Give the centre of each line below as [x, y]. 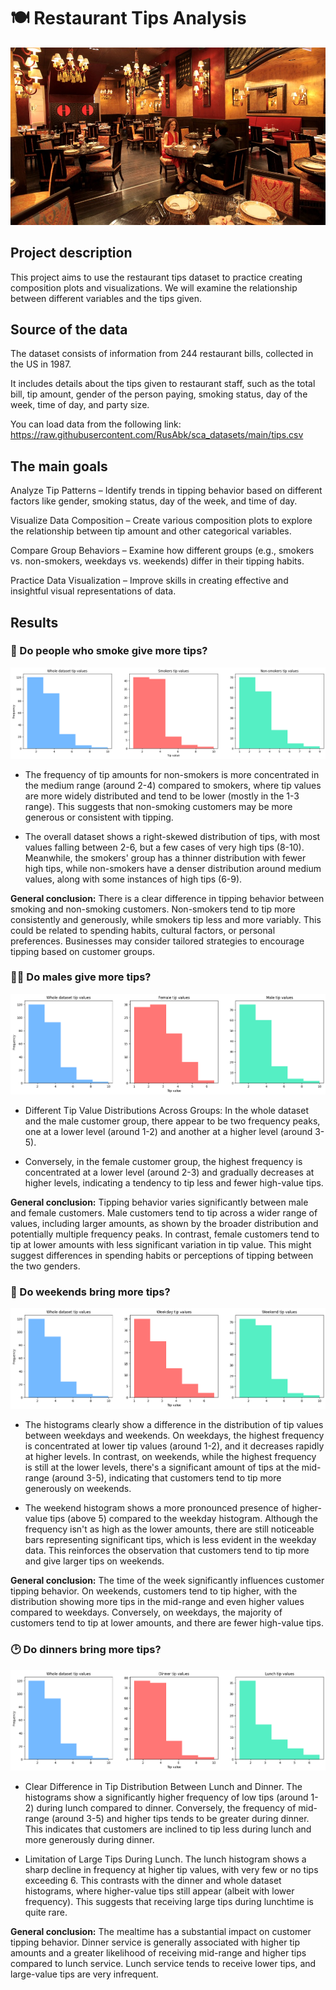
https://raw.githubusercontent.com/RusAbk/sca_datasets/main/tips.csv [157, 435]
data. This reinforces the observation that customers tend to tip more [167, 1551]
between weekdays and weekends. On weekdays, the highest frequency [174, 1436]
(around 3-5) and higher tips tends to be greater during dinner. [180, 1818]
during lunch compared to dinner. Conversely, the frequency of [166, 1807]
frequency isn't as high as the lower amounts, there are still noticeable [169, 1529]
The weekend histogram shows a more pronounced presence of [157, 1508]
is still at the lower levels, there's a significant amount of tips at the [162, 1467]
